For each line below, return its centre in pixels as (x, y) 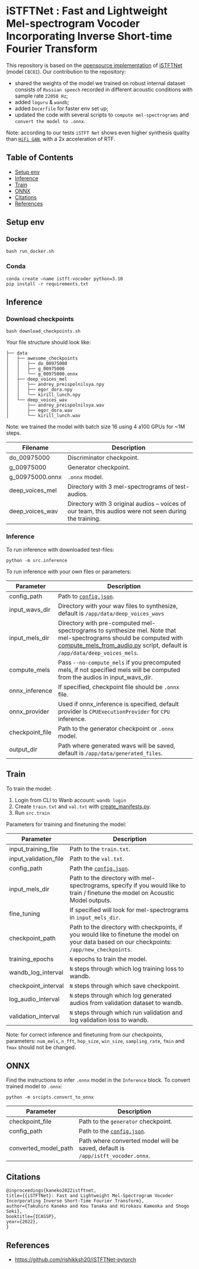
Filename (36, 448)
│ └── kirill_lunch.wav (44, 416)
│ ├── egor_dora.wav (39, 411)
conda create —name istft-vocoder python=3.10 (65, 279)
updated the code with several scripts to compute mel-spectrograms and (102, 115)
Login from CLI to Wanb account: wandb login (70, 800)
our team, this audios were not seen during (127, 511)
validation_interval (35, 1016)
